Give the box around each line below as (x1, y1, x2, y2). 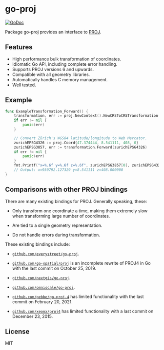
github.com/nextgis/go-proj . (12, 275, 71, 280)
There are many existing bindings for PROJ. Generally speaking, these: (5, 198, 147, 204)
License (5, 328, 30, 336)
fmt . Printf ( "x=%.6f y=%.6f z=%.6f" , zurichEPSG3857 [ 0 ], (14, 163, 130, 168)
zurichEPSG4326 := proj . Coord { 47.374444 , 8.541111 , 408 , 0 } (14, 140, 139, 145)
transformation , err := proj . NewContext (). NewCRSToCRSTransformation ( (14, 113, 161, 118)
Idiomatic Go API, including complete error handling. (12, 61, 118, 67)
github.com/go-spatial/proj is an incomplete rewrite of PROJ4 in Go (12, 260, 151, 266)
